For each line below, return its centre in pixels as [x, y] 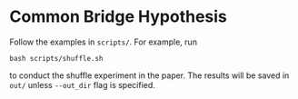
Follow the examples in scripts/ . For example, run [104, 42]
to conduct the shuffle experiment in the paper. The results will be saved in [149, 75]
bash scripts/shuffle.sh [56, 58]
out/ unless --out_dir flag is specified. [83, 84]
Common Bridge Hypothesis [118, 17]
